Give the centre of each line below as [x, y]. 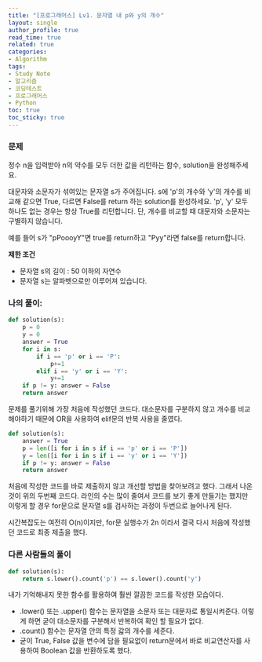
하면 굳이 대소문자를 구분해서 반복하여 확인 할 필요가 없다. [116, 621]
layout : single [33, 23]
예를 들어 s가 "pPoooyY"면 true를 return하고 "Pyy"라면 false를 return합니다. [127, 238]
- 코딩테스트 [25, 88]
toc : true [24, 111]
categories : [27, 52]
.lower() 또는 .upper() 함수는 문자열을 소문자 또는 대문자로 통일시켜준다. [129, 611]
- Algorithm [27, 60]
